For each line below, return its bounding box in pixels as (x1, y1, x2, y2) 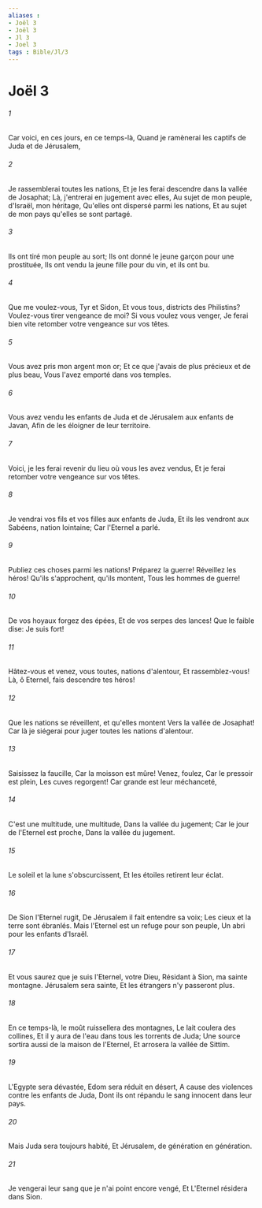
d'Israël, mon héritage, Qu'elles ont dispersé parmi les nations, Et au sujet (8, 200, 247, 210)
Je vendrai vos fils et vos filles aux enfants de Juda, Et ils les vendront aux (8, 514, 249, 524)
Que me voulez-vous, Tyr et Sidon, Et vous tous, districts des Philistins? (8, 303, 241, 311)
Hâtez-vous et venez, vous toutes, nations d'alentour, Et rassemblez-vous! (8, 667, 250, 677)
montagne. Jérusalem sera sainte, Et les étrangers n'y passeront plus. (8, 980, 235, 990)
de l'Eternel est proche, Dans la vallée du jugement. (8, 828, 175, 837)
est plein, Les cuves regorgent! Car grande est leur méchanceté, (8, 777, 218, 786)
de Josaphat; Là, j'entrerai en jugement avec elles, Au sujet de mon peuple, (8, 192, 253, 202)
